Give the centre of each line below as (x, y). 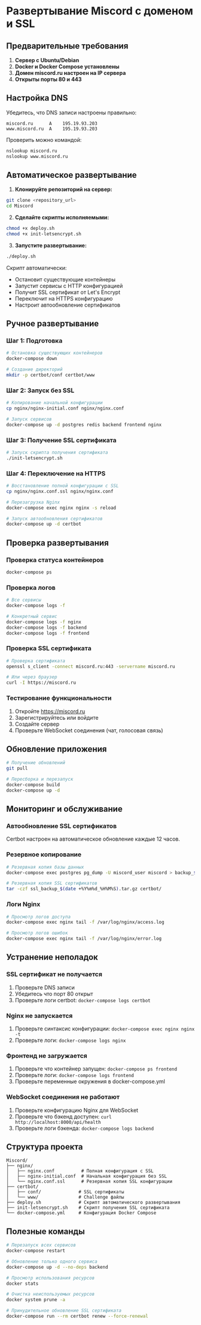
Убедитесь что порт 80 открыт (54, 994)
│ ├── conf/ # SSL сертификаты (65, 1192)
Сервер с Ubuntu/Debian (47, 60)
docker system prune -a (36, 1300)
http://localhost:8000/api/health (58, 1122)
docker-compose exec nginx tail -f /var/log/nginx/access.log (85, 922)
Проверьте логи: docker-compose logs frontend (74, 1075)
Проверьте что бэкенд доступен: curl (63, 1116)
